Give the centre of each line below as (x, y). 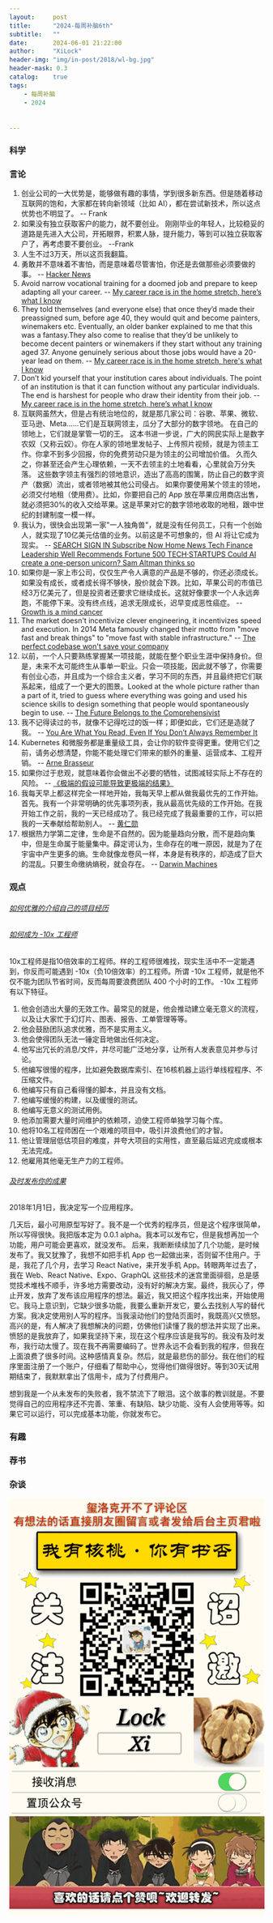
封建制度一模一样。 (67, 515)
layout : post (38, 17)
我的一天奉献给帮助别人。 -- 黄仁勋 (79, 824)
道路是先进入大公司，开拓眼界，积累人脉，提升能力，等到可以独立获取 (138, 234)
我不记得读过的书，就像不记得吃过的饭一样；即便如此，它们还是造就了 (138, 723)
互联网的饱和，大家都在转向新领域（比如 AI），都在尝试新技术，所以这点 (141, 203)
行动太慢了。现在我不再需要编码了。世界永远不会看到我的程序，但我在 (147, 1346)
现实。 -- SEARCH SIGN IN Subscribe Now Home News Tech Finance (137, 545)
